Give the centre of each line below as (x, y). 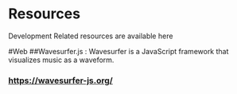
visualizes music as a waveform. (61, 60)
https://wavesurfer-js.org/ (60, 80)
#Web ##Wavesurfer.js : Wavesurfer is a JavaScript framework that (118, 51)
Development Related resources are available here (91, 36)
